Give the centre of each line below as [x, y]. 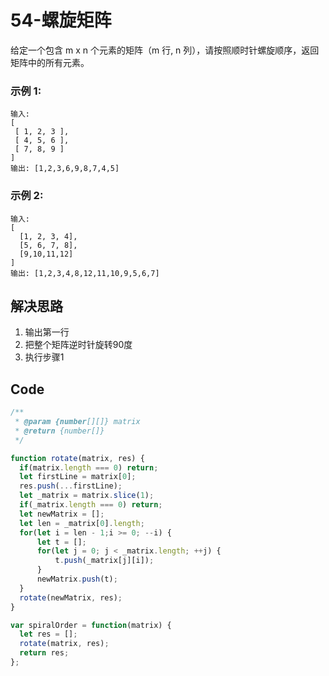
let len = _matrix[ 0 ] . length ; [82, 523]
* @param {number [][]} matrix [77, 422]
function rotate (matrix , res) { [77, 458]
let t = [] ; [61, 542]
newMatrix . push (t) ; [77, 579]
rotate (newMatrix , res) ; [71, 597]
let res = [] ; [48, 634]
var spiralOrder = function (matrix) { [91, 625]
